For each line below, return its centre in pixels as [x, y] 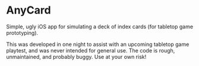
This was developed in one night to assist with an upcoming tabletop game [98, 44]
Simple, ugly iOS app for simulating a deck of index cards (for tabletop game [100, 27]
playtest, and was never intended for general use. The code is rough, [91, 50]
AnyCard [29, 10]
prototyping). [22, 32]
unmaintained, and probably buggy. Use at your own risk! [76, 57]
